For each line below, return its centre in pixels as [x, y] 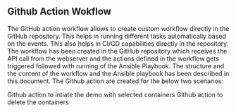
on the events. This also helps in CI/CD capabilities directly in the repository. [118, 43]
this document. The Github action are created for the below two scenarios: [116, 81]
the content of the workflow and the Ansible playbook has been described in [118, 73]
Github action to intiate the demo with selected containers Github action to [115, 94]
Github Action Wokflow [59, 12]
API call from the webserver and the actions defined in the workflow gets [113, 58]
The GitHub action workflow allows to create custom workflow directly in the [118, 28]
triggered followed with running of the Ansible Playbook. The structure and [116, 66]
